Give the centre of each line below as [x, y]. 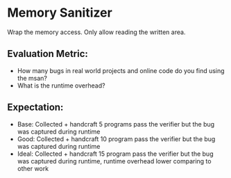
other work [33, 168]
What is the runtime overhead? [61, 86]
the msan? [32, 78]
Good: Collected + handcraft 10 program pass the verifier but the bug [116, 139]
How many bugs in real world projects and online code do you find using [121, 70]
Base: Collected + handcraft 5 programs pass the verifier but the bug [116, 124]
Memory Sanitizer [60, 13]
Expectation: [35, 107]
